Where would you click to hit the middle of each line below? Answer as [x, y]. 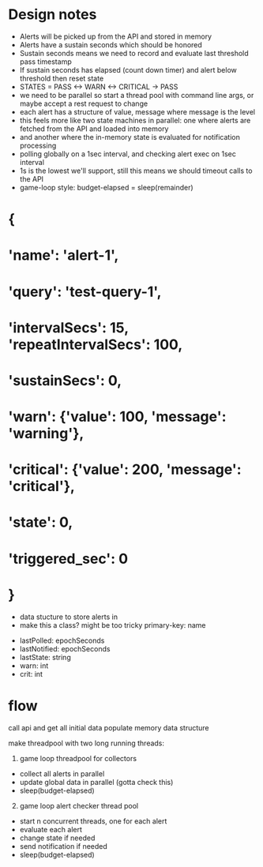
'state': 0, [41, 522]
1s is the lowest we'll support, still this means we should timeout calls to [136, 171]
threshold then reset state [62, 78]
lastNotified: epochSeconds [65, 648]
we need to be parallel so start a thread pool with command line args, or [137, 95]
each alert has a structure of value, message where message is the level [137, 111]
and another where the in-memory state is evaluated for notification [130, 137]
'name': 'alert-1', [64, 255]
